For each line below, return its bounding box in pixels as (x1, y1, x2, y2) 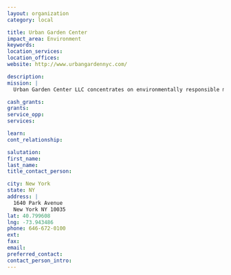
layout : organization (7, 10, 69, 17)
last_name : (7, 162, 38, 168)
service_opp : (7, 111, 45, 118)
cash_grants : (7, 98, 45, 105)
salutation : (7, 148, 41, 155)
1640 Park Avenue (13, 199, 63, 206)
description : (7, 73, 45, 80)
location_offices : (7, 54, 60, 62)
